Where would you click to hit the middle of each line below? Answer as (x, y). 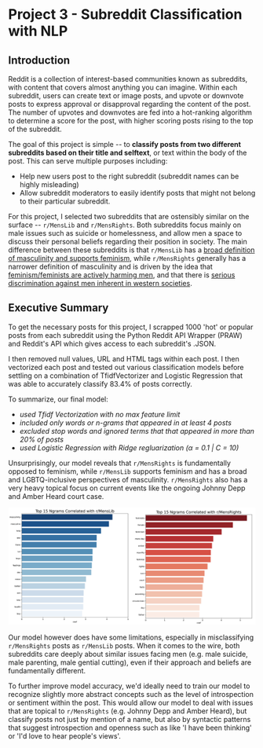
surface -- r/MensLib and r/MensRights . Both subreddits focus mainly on (125, 225)
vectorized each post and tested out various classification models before (126, 367)
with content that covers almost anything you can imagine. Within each (123, 87)
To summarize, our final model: (58, 399)
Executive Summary (58, 308)
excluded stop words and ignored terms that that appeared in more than (137, 431)
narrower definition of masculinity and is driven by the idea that (111, 266)
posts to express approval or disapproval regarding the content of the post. (130, 104)
